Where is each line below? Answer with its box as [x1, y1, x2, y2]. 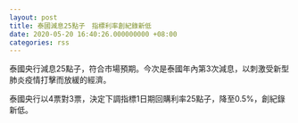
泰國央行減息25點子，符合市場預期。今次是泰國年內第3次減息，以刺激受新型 [9, 63, 290, 74]
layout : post [9, 12, 58, 22]
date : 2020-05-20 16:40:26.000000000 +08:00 [9, 29, 178, 38]
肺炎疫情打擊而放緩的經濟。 [9, 75, 112, 86]
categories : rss [9, 37, 70, 47]
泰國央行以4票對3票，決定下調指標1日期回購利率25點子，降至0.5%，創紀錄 [9, 94, 286, 104]
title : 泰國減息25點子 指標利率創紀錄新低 [9, 21, 152, 30]
